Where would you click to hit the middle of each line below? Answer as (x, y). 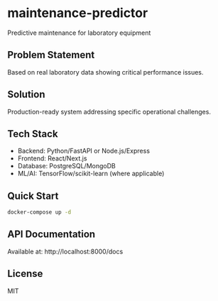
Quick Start (33, 196)
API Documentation (51, 235)
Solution (26, 95)
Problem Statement (51, 55)
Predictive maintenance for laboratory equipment (79, 33)
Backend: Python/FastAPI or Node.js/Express (84, 151)
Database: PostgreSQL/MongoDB (66, 166)
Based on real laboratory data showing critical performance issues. (105, 72)
